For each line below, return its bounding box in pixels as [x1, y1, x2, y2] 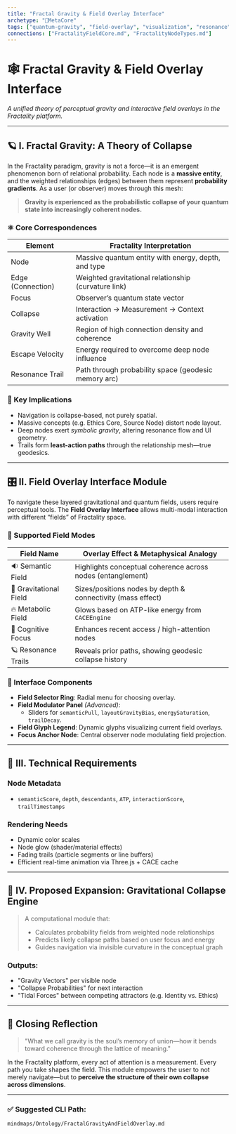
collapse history [74, 654, 128, 664]
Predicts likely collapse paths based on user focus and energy [34, 935, 216, 944]
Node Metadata [7, 779, 62, 789]
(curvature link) [76, 282, 127, 291]
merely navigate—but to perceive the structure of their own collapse [7, 1072, 209, 1081]
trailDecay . [27, 716, 62, 724]
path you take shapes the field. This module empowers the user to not [7, 1065, 210, 1074]
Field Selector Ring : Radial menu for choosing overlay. [17, 693, 176, 701]
